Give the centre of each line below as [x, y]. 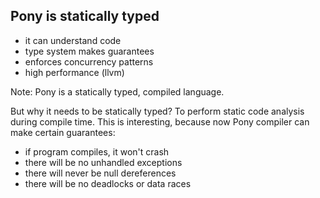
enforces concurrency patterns [89, 61]
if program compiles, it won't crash [97, 151]
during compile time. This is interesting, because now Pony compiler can [160, 121]
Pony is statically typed [85, 16]
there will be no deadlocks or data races [108, 183]
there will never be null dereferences [100, 173]
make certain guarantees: [63, 132]
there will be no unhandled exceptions [103, 162]
